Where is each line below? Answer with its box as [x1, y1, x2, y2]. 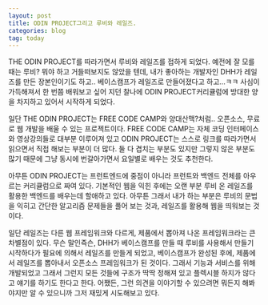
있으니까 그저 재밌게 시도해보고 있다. [46, 288, 160, 298]
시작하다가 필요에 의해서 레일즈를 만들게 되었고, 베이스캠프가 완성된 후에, [8, 248, 234, 258]
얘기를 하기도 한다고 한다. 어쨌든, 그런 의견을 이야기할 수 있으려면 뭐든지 [16, 278, 241, 288]
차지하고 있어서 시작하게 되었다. [16, 97, 115, 106]
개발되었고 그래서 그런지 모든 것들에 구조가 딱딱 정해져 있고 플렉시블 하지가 [8, 268, 242, 278]
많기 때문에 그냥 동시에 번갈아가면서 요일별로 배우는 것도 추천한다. [8, 154, 214, 164]
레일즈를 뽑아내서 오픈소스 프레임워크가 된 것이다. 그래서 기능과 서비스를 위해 [16, 258, 256, 268]
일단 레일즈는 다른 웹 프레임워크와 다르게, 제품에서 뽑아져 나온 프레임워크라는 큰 [8, 228, 256, 238]
